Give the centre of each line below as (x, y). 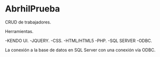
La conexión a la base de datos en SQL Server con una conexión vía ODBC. (80, 50)
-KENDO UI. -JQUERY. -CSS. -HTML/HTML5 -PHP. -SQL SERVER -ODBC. (79, 40)
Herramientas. (19, 31)
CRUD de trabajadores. (28, 22)
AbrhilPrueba (32, 9)
